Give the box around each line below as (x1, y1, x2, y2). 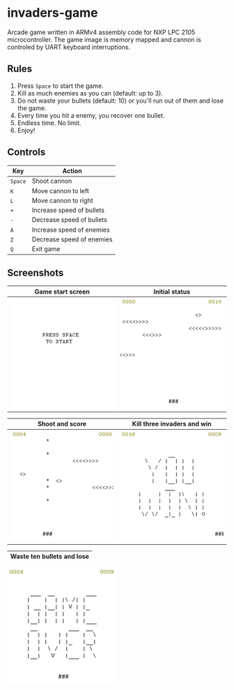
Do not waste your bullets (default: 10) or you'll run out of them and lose (17, 96, 224, 105)
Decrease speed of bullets (31, 216, 108, 224)
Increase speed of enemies (31, 225, 110, 234)
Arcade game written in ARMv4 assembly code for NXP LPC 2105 (7, 28, 196, 36)
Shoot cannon (31, 177, 72, 186)
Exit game (31, 245, 61, 253)
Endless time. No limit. (17, 119, 81, 127)
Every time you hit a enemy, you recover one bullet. (17, 111, 165, 119)
